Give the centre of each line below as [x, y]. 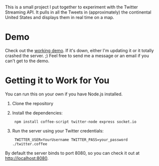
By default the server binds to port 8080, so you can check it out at [72, 153]
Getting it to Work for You [57, 81]
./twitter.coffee [30, 144]
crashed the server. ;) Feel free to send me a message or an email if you [77, 55]
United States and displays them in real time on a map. [60, 17]
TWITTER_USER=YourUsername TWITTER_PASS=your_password [71, 140]
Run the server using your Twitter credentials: [58, 130]
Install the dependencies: [37, 113]
